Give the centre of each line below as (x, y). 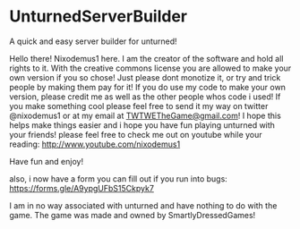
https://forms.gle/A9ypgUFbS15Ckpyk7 (82, 188)
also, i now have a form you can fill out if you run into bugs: (119, 178)
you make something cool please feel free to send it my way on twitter (139, 106)
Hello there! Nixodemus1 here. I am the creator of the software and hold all (146, 58)
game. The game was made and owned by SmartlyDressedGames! (133, 215)
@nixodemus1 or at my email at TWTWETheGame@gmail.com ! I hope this (146, 115)
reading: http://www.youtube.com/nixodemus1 (95, 144)
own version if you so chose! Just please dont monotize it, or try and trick (145, 77)
